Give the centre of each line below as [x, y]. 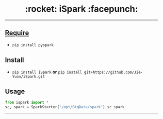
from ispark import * [27, 103]
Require [17, 33]
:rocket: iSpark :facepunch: [81, 9]
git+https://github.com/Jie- [114, 72]
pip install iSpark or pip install [47, 72]
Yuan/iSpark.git [28, 77]
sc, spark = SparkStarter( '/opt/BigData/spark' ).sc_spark [65, 107]
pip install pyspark [33, 45]
